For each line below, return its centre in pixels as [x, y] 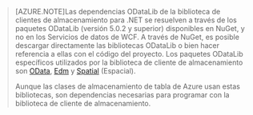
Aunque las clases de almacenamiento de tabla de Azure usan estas [128, 86]
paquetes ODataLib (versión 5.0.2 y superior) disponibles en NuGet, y [130, 28]
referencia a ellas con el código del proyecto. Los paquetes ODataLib [129, 54]
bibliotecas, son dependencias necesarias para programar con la [122, 95]
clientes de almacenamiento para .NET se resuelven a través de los [126, 20]
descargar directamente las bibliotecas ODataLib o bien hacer [117, 46]
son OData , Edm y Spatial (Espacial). [75, 71]
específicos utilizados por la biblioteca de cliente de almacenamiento [129, 62]
